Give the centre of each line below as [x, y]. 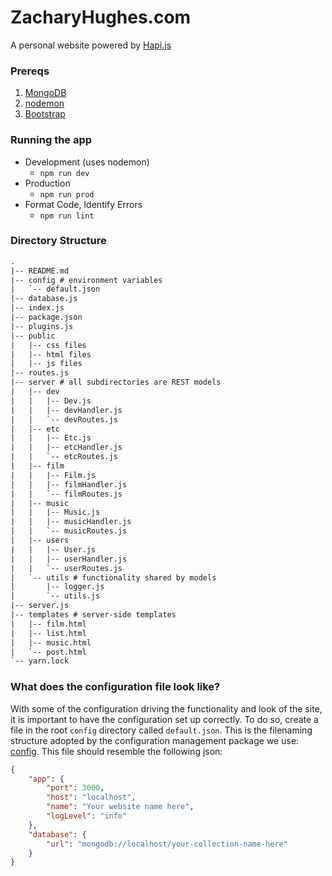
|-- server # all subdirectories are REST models [116, 382]
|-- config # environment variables [86, 280]
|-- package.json [46, 317]
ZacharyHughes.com [101, 17]
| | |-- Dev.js [51, 401]
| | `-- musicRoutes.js [69, 531]
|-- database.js [44, 299]
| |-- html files [51, 354]
